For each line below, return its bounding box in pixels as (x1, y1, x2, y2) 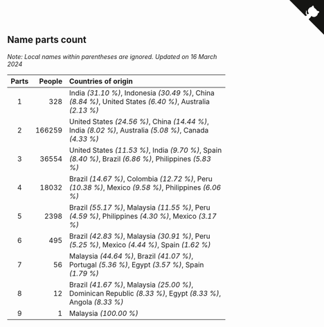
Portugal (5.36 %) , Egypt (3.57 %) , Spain (69, 260, 204, 269)
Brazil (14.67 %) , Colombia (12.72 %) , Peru (69, 174, 213, 183)
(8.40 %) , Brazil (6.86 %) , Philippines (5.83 (69, 153, 211, 163)
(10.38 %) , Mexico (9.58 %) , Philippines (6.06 (69, 183, 222, 192)
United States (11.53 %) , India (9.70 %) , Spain (69, 145, 222, 155)
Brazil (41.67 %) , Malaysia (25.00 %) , (69, 280, 194, 290)
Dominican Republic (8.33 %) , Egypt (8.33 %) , (69, 288, 222, 298)
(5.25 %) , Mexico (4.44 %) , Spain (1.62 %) (69, 240, 211, 249)
